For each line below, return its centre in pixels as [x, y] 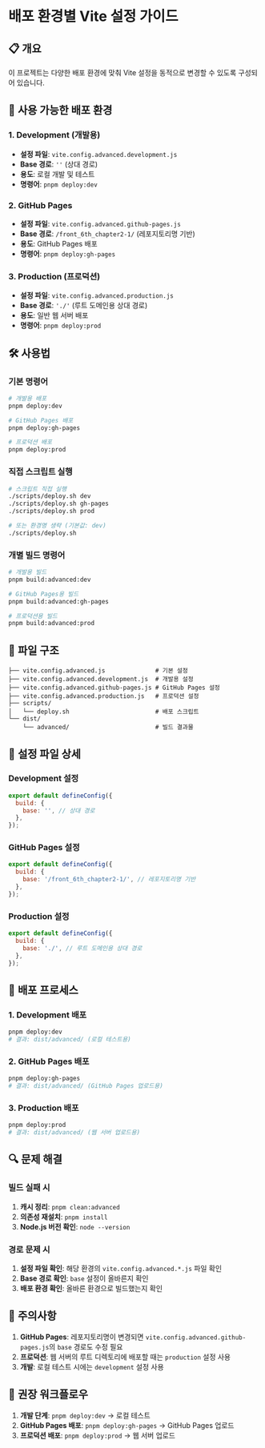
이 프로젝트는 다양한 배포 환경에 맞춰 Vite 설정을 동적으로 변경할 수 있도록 [122, 72]
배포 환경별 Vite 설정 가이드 [93, 16]
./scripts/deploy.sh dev [50, 496]
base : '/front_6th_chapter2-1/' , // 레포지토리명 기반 [109, 880]
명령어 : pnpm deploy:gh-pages [68, 254]
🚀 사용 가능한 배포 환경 [60, 110]
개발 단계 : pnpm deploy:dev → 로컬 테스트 [85, 1415]
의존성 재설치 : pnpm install [64, 1217]
